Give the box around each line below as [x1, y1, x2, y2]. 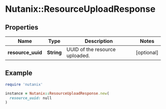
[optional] [135, 49, 159, 56]
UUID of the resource [66, 46, 116, 53]
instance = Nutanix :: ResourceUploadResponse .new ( [5, 91, 110, 96]
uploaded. [66, 52, 90, 59]
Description [84, 38, 113, 44]
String [46, 49, 62, 56]
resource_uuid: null [9, 95, 52, 101]
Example [5, 69, 33, 77]
